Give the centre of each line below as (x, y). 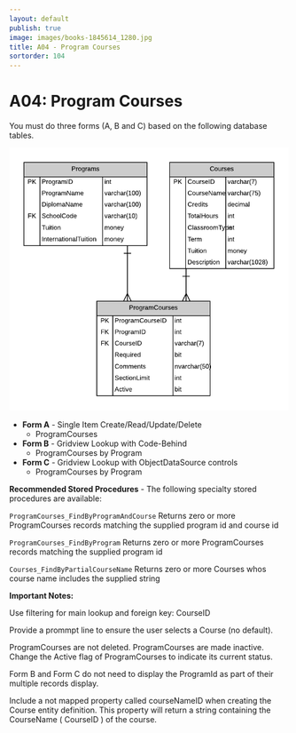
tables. (22, 135)
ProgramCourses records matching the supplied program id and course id (144, 525)
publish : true (35, 28)
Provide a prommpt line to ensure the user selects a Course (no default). (141, 630)
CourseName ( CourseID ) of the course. (83, 720)
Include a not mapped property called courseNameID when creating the (140, 701)
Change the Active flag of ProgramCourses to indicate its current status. (141, 657)
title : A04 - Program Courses (65, 47)
